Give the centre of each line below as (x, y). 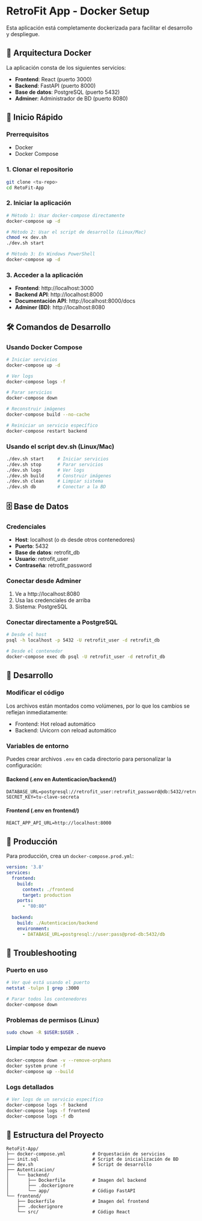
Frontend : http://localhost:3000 (54, 288)
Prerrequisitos (28, 135)
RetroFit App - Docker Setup (78, 11)
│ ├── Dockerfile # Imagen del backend (76, 1181)
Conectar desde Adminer (44, 581)
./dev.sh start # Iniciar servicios (58, 459)
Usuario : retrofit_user (41, 558)
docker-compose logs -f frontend (48, 1111)
